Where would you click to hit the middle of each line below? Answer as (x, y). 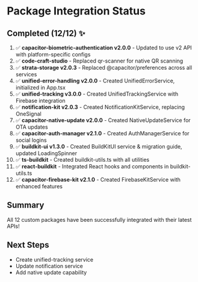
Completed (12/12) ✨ (46, 33)
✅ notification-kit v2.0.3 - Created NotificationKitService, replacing (100, 107)
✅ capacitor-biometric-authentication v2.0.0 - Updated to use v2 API (104, 48)
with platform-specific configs (53, 54)
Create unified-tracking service (54, 259)
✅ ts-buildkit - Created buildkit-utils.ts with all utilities (82, 160)
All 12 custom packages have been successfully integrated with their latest (99, 219)
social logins (31, 140)
